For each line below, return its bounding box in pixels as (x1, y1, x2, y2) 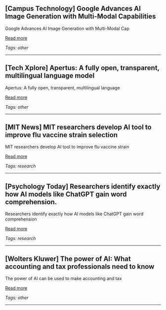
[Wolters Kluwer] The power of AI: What (5, 254, 131, 263)
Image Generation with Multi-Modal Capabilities (5, 12, 156, 21)
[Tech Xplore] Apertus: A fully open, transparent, (5, 64, 160, 72)
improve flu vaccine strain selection (5, 131, 118, 139)
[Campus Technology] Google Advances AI (5, 4, 141, 13)
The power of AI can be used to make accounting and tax (5, 276, 122, 282)
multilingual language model (5, 72, 95, 80)
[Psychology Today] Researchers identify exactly (5, 182, 161, 191)
